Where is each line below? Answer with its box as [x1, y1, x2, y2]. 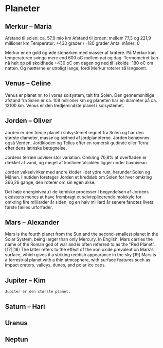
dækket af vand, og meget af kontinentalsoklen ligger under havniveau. [5, 159, 148, 165]
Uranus [5, 319, 28, 327]
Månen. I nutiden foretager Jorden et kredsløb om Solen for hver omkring [5, 174, 152, 180]
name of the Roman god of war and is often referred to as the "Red [5, 242, 139, 247]
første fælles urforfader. [5, 204, 53, 210]
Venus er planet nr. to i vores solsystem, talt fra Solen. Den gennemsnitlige [5, 92, 155, 98]
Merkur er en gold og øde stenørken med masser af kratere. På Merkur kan [5, 50, 156, 55]
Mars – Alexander [5, 218, 59, 226]
